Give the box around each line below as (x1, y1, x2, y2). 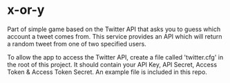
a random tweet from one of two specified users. (7, 39, 146, 48)
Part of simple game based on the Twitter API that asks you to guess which (7, 25, 221, 33)
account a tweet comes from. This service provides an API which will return (7, 32, 222, 40)
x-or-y (7, 2, 45, 18)
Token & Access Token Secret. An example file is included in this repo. (7, 68, 207, 76)
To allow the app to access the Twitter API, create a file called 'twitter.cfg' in (7, 53, 224, 61)
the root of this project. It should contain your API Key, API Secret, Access (7, 60, 218, 68)
